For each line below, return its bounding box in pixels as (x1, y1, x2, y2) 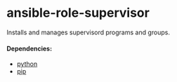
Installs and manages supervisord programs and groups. (6, 28, 170, 36)
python (16, 60, 38, 68)
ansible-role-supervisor (6, 5, 150, 21)
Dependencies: (6, 44, 53, 53)
